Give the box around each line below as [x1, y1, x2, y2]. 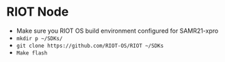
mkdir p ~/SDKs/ [16, 35, 63, 42]
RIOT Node [6, 4, 69, 20]
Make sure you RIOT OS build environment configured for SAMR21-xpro [16, 27, 219, 35]
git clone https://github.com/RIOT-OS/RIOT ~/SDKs [16, 42, 164, 49]
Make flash [16, 49, 48, 57]
